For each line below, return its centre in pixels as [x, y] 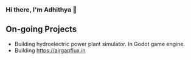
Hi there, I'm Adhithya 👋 [41, 10]
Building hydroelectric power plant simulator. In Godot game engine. [100, 44]
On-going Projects [41, 29]
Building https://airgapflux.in [50, 50]
